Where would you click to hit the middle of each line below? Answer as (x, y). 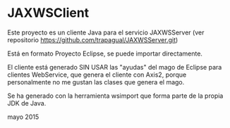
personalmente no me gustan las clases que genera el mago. (96, 82)
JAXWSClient (48, 13)
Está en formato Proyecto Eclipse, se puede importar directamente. (105, 53)
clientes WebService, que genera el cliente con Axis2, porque (97, 75)
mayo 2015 (23, 117)
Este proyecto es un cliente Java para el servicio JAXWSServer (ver (106, 32)
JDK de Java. (27, 103)
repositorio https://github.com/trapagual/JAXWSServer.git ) (93, 39)
